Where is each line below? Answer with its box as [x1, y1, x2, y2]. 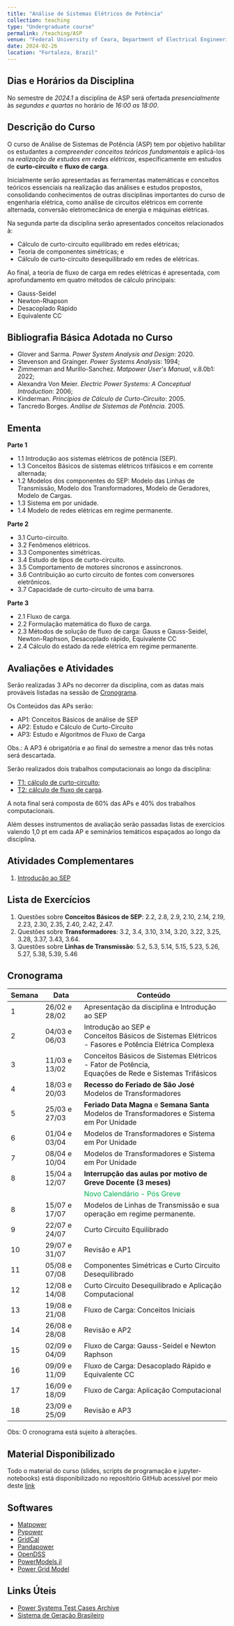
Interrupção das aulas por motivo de [84, 1169, 208, 1179]
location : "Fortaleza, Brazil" [7, 50, 98, 57]
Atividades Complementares [7, 855, 134, 867]
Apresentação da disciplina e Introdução [84, 1002, 217, 1012]
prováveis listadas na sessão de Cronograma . [7, 688, 138, 696]
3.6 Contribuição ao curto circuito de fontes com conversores [17, 571, 195, 579]
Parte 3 [7, 599, 29, 608]
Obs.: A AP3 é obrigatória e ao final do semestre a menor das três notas [7, 743, 214, 752]
